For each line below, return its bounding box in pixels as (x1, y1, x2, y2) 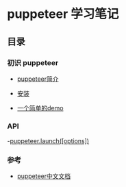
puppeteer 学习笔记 (7, 6, 119, 22)
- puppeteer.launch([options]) (7, 137, 90, 145)
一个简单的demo (16, 103, 64, 112)
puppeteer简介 (16, 75, 59, 83)
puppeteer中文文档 (16, 172, 71, 180)
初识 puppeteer (7, 58, 59, 67)
